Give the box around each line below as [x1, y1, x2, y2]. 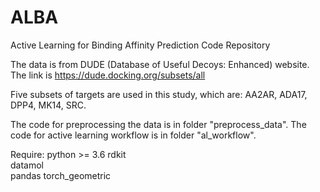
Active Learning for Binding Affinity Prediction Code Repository [10, 39, 271, 51]
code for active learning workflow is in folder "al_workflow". [10, 129, 257, 141]
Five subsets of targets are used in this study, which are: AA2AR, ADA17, [10, 88, 308, 100]
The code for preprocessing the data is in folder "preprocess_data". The [10, 118, 307, 130]
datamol [10, 159, 44, 171]
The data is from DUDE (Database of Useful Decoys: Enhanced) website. [10, 58, 310, 70]
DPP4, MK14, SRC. [10, 99, 87, 111]
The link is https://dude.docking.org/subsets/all [10, 69, 206, 81]
